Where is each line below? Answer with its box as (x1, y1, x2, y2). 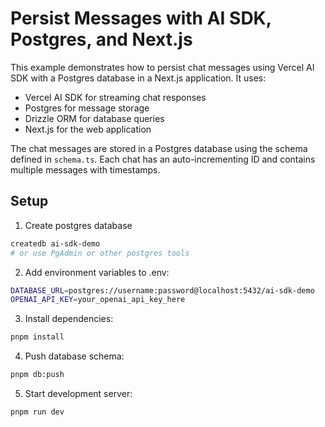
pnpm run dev (10, 407, 65, 417)
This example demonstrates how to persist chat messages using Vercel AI (10, 61, 315, 73)
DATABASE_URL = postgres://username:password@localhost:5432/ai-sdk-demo (10, 285, 315, 296)
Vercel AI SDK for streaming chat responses (24, 91, 207, 103)
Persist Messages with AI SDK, (10, 7, 272, 30)
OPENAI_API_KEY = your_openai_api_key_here (10, 295, 186, 305)
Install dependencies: (24, 313, 114, 325)
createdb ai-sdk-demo (10, 238, 101, 249)
